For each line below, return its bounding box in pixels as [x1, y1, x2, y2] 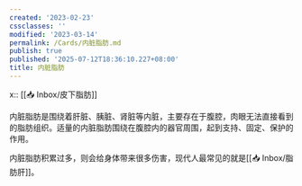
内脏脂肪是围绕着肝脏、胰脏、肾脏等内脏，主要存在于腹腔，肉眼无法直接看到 [9, 111, 294, 121]
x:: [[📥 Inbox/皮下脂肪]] [9, 89, 97, 100]
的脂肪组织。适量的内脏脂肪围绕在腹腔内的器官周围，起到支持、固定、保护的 [9, 122, 294, 133]
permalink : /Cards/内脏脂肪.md [9, 38, 122, 48]
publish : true [9, 47, 63, 56]
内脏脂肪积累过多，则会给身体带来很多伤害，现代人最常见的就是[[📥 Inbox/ [9, 152, 286, 163]
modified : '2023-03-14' [9, 30, 99, 39]
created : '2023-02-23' [9, 13, 95, 22]
